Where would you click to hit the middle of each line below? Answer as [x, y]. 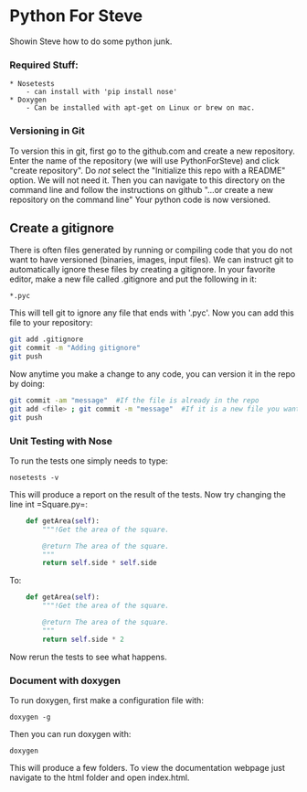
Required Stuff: [44, 65]
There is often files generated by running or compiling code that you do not [151, 250]
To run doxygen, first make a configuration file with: [106, 700]
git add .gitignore [47, 339]
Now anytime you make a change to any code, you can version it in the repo [153, 374]
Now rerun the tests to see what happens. [88, 657]
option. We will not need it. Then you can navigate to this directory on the [148, 180]
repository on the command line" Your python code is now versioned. [140, 199]
